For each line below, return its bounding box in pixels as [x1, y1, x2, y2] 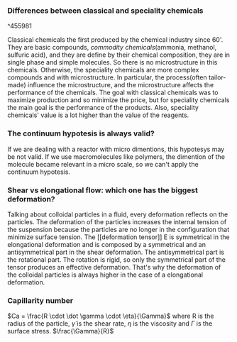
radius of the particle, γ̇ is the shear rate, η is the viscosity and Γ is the [7, 319, 213, 328]
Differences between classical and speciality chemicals [7, 6, 204, 16]
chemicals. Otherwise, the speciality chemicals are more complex [7, 66, 199, 75]
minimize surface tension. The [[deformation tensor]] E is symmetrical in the [7, 233, 230, 241]
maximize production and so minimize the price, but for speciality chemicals [7, 96, 230, 104]
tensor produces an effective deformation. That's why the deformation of [7, 263, 221, 271]
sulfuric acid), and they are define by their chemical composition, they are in [7, 50, 231, 59]
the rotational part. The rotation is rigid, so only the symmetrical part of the [7, 255, 226, 264]
